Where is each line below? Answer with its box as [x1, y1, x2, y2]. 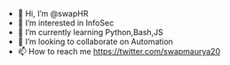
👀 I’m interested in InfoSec [17, 18, 115, 28]
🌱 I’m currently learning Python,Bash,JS [17, 27, 164, 37]
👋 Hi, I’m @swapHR [17, 9, 89, 18]
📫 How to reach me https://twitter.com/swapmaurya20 [17, 47, 220, 56]
